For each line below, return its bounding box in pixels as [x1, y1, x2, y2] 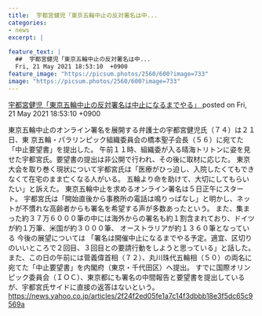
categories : [8, 19, 47, 27]
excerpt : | [8, 33, 44, 42]
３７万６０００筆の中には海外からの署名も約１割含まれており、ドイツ [28, 213, 255, 222]
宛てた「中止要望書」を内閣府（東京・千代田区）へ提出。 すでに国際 [8, 263, 231, 272]
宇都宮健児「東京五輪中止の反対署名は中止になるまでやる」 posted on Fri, [8, 100, 247, 109]
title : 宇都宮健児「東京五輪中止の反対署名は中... [8, 11, 158, 20]
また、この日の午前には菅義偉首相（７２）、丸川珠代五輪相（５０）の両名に [8, 252, 253, 262]
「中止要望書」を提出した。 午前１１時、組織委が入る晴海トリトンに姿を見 [8, 145, 251, 154]
